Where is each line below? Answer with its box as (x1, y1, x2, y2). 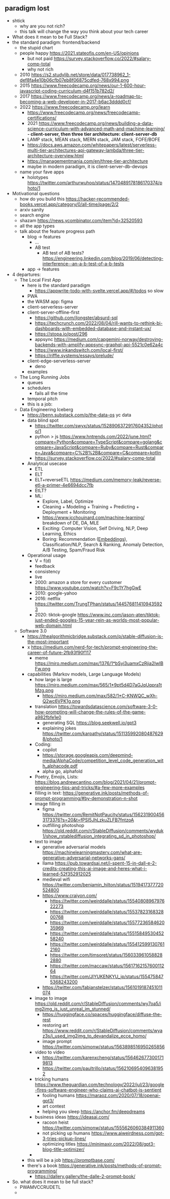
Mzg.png (35, 687, 54, 693)
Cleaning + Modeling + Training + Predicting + (42, 503, 140, 510)
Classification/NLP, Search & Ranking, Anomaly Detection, (42, 541, 164, 547)
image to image (35, 995, 67, 1001)
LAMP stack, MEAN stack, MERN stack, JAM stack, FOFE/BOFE (27, 136, 160, 142)
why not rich (27, 66, 54, 72)
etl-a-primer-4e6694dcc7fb (35, 482, 94, 488)
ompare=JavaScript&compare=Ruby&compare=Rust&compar (35, 444, 164, 450)
